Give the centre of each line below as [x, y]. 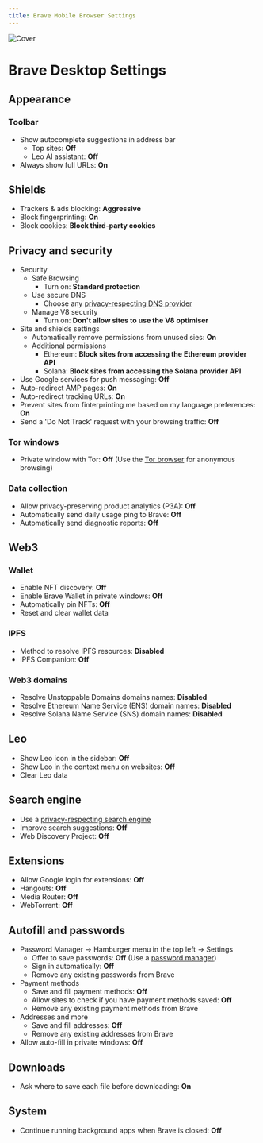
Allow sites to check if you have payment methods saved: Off [131, 1000]
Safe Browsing [55, 278]
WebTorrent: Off [46, 906]
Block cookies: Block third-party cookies [88, 226]
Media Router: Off [49, 897]
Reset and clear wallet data [64, 613]
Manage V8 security [65, 312]
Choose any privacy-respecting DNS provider [118, 303]
